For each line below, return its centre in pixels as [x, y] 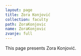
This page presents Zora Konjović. [41, 48]
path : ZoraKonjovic [26, 24]
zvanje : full [19, 34]
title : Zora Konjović [28, 15]
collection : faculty [27, 19]
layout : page [19, 10]
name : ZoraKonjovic [26, 29]
